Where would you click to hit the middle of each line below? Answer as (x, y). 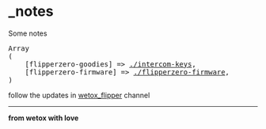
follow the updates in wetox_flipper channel (79, 95)
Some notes (28, 33)
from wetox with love (44, 118)
